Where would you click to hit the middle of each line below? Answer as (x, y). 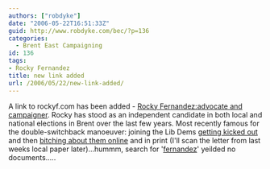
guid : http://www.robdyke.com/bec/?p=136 (79, 31)
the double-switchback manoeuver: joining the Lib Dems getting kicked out (133, 132)
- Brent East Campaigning (59, 46)
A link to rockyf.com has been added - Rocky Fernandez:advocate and (126, 106)
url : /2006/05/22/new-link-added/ (66, 83)
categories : (28, 38)
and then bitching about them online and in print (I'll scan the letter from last (135, 140)
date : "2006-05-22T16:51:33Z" (59, 23)
